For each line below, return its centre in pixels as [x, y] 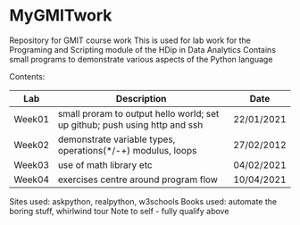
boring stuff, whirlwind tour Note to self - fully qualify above [119, 211]
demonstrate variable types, [117, 139]
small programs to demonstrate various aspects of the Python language [141, 59]
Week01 [32, 119]
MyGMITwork [61, 16]
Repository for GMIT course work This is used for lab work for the [130, 40]
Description [141, 98]
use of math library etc [105, 164]
